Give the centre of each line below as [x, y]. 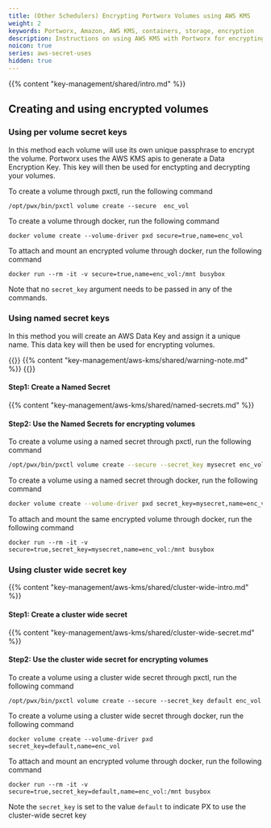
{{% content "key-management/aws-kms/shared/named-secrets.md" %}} [131, 405]
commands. [28, 297]
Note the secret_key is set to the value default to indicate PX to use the [127, 806]
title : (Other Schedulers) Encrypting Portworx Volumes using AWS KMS [129, 16]
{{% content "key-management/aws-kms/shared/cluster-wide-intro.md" [129, 588]
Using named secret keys [59, 318]
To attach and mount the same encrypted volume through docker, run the [130, 519]
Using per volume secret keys [68, 132]
